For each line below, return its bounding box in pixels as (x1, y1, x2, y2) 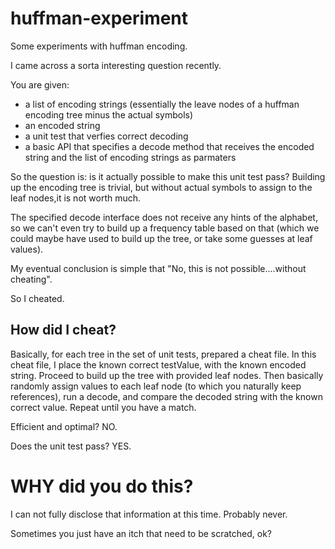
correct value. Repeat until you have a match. (10, 401, 197, 413)
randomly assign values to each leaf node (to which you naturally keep (10, 380, 302, 392)
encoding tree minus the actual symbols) (24, 108, 194, 121)
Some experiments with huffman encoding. (10, 40, 188, 52)
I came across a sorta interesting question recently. (10, 59, 222, 71)
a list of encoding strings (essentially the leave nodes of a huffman (24, 98, 300, 110)
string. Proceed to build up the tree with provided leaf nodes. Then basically (10, 369, 324, 381)
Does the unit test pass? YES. (10, 440, 132, 452)
